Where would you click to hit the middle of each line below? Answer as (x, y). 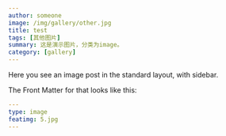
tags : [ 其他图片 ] (34, 38)
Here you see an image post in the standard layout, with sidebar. (113, 75)
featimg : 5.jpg (33, 119)
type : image (28, 111)
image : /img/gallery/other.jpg (60, 23)
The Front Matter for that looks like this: (73, 90)
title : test (28, 30)
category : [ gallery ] (42, 52)
